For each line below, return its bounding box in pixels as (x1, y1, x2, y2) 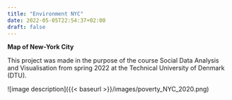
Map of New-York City (7, 43, 74, 51)
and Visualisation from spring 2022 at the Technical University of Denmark (7, 64, 225, 73)
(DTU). (7, 71, 27, 80)
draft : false (7, 23, 46, 30)
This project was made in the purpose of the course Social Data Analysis (7, 56, 219, 65)
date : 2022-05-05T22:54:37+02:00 (7, 17, 106, 24)
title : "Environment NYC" (7, 10, 83, 18)
